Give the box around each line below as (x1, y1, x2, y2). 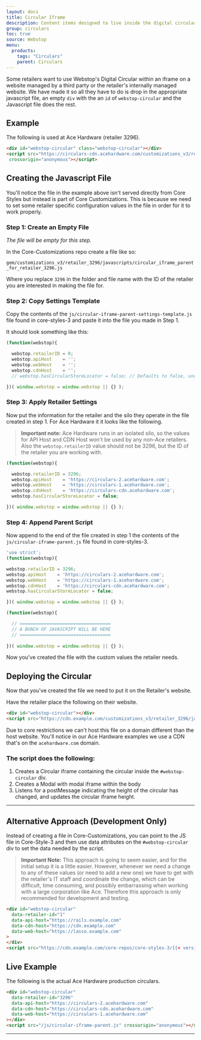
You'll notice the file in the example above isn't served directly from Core (6, 189, 185, 196)
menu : (6, 42, 20, 48)
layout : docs (6, 8, 39, 15)
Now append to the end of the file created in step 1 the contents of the (6, 532, 179, 539)
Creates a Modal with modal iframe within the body (14, 780, 141, 787)
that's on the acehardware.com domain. (6, 740, 100, 746)
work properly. (6, 208, 42, 215)
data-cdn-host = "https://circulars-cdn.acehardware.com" (11, 1006, 154, 1012)
